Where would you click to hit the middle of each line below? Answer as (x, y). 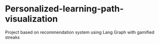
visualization (32, 19)
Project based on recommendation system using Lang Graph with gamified (80, 32)
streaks (13, 37)
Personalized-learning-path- (64, 9)
